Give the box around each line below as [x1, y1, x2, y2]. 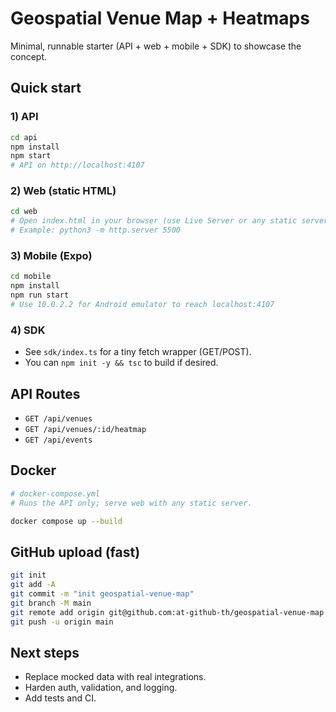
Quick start [10, 80, 82, 97]
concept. [10, 50, 48, 62]
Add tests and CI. [24, 692, 97, 704]
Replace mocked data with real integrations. [24, 671, 207, 683]
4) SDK [10, 323, 46, 337]
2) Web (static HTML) [10, 184, 117, 198]
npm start [10, 151, 52, 161]
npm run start [10, 290, 70, 301]
